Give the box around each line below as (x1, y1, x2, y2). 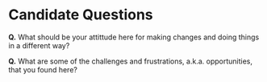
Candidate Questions (8, 6, 153, 24)
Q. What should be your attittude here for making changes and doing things (8, 32, 260, 42)
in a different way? (8, 40, 70, 50)
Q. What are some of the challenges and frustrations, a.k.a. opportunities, (8, 56, 252, 66)
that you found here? (8, 64, 78, 74)
